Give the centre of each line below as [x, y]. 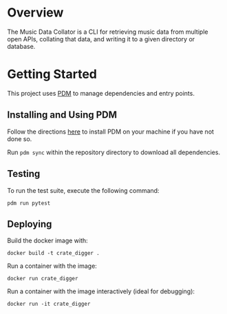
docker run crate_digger [43, 279]
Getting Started [52, 74]
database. [21, 46]
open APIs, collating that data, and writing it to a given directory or [101, 39]
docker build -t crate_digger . [53, 253]
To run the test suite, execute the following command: [83, 190]
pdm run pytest [29, 203]
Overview [35, 13]
